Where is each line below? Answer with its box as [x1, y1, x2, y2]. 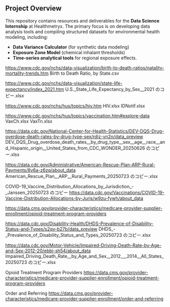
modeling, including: [5, 34, 48, 40]
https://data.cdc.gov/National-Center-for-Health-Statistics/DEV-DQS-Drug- [5, 128, 164, 134]
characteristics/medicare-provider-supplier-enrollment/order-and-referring [5, 295, 163, 301]
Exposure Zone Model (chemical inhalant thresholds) [12, 49, 125, 55]
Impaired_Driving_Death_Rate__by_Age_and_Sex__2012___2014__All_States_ [5, 253, 164, 259]
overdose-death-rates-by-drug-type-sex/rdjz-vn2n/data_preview [5, 133, 143, 140]
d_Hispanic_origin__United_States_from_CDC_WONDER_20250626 [5, 145, 145, 151]
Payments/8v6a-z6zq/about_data [5, 167, 76, 173]
